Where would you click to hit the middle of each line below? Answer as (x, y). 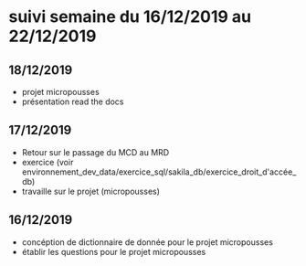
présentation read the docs (73, 101)
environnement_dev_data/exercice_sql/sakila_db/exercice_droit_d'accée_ (159, 172)
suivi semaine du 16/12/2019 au (130, 17)
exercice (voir (47, 162)
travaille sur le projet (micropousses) (91, 191)
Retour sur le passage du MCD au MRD (95, 152)
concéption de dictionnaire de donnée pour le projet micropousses (147, 242)
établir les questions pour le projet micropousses (114, 251)
